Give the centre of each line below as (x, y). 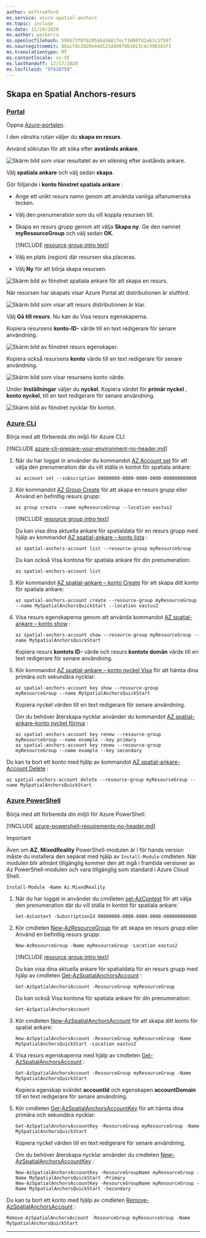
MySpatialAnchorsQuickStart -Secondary (80, 1189)
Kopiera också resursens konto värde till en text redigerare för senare (94, 359)
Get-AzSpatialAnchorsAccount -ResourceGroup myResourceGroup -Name (103, 1073)
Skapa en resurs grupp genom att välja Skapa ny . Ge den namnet (98, 227)
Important (19, 838)
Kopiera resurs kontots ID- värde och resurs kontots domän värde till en (107, 652)
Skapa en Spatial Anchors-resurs (71, 94)
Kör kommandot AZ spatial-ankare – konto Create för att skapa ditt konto (107, 583)
